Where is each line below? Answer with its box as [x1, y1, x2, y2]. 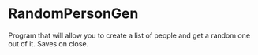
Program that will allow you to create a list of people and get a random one [8, 31, 251, 40]
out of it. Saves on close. [8, 38, 89, 48]
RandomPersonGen [8, 5, 139, 23]
